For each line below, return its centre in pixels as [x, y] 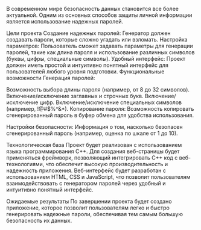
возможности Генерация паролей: [51, 78]
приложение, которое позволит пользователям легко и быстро [88, 208]
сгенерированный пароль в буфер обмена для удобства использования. [100, 115]
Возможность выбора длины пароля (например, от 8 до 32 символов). [98, 89]
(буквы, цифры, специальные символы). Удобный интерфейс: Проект [96, 59]
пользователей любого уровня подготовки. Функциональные [85, 71]
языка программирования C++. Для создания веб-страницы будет [93, 151]
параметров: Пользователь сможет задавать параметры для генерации [100, 46]
